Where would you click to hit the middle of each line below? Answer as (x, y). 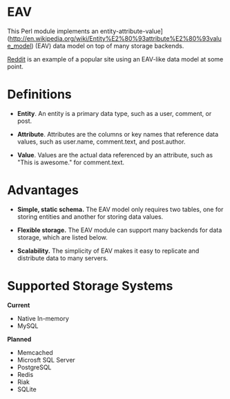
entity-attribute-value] (132, 31)
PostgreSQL (34, 367)
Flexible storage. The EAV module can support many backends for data (119, 230)
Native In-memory (43, 318)
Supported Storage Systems (90, 286)
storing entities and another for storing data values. (90, 216)
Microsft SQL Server (46, 360)
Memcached (35, 352)
